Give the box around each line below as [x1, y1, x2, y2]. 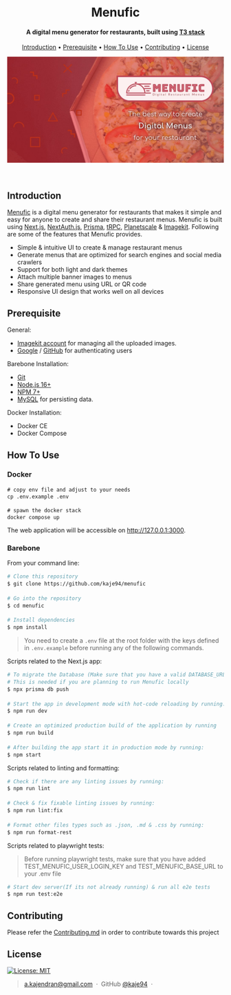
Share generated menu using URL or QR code [16, 280, 146, 288]
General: [7, 325, 32, 334]
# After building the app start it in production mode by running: [7, 744, 205, 751]
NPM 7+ [16, 388, 41, 396]
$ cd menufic [7, 602, 45, 609]
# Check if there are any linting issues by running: [7, 778, 165, 785]
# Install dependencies [7, 616, 76, 624]
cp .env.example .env [7, 493, 69, 500]
